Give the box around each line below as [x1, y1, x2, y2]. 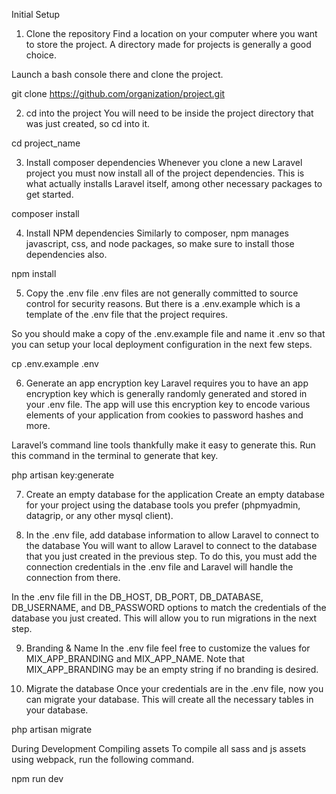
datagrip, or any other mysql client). [25, 510, 174, 521]
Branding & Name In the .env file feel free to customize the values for [25, 642, 311, 654]
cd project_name [11, 137, 81, 149]
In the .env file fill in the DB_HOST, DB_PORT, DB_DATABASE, [11, 591, 264, 603]
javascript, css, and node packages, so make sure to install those [25, 238, 295, 249]
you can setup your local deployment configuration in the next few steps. [11, 339, 313, 350]
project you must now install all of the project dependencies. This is [25, 167, 305, 179]
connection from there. [25, 572, 121, 583]
